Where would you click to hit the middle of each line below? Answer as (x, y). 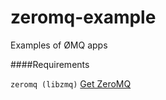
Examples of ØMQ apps (59, 45)
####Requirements (50, 64)
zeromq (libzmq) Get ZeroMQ (71, 83)
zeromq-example (83, 17)
